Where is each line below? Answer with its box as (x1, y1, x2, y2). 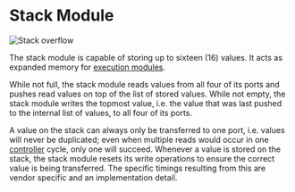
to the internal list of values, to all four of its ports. (9, 107, 193, 118)
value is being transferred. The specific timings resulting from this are (9, 163, 266, 173)
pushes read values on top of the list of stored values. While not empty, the (9, 88, 286, 99)
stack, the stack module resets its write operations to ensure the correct (9, 153, 275, 163)
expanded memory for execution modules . (9, 62, 166, 72)
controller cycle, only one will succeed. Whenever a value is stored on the (9, 144, 282, 154)
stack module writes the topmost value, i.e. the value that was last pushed (9, 97, 282, 108)
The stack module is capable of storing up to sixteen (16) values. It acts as (9, 52, 283, 63)
